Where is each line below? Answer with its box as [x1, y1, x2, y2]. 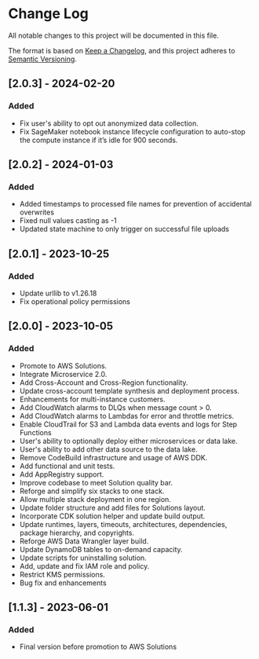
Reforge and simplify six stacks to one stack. [19, 486, 165, 496]
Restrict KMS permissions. [19, 569, 106, 579]
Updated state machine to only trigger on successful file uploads [19, 225, 230, 234]
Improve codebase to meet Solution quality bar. [19, 478, 173, 487]
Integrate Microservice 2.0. [19, 369, 108, 379]
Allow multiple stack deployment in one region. [19, 494, 171, 503]
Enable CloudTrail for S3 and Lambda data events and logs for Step [19, 419, 238, 429]
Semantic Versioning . [8, 54, 77, 64]
